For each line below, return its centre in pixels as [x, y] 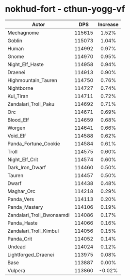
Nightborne [20, 88]
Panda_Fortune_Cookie [34, 143]
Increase [108, 24]
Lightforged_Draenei [31, 255]
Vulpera [16, 270]
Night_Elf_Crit [23, 160]
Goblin [15, 40]
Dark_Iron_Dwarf [27, 167]
